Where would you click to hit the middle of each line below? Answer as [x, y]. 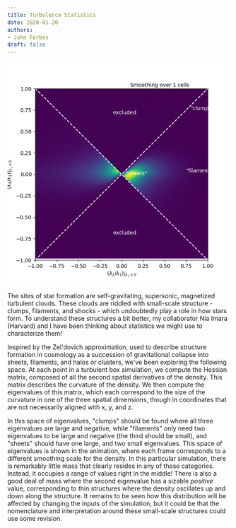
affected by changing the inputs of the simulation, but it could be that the [113, 504]
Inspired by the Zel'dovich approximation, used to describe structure [107, 347]
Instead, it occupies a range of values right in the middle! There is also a [112, 474]
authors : [20, 30]
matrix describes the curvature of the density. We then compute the [106, 385]
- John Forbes [28, 37]
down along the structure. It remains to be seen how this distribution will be [117, 496]
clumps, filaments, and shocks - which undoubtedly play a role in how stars [117, 311]
